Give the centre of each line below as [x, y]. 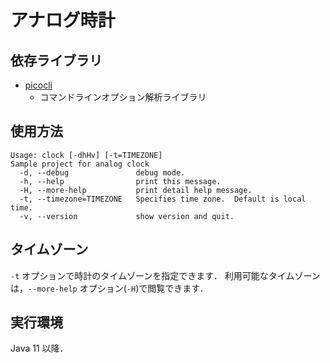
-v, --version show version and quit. [127, 216]
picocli [38, 85]
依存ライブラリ [56, 60]
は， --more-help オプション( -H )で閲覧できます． [109, 288]
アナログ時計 [63, 20]
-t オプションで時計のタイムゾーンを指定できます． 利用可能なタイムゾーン [165, 275]
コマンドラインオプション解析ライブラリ [123, 97]
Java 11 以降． [39, 348]
